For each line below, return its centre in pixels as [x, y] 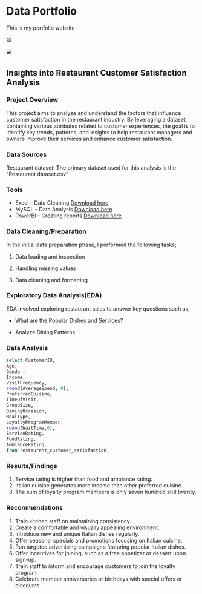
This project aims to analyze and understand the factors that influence [94, 113]
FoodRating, [21, 439]
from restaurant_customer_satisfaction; [58, 450]
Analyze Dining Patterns [45, 332]
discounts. [28, 585]
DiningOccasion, [27, 411]
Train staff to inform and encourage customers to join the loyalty [95, 566]
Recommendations [35, 508]
